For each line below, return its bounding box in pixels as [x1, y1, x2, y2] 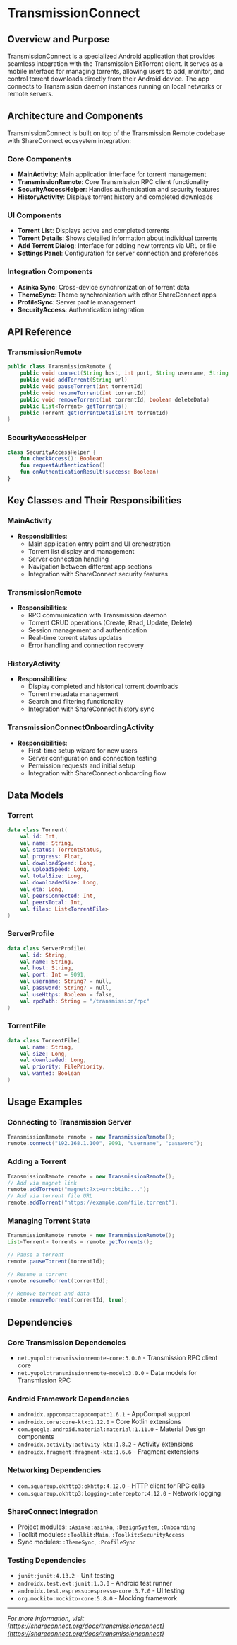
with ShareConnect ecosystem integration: [7, 136, 132, 144]
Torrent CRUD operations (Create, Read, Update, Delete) [28, 618, 193, 627]
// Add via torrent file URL [7, 1193, 93, 1200]
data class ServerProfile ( [7, 945, 87, 952]
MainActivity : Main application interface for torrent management [17, 170, 207, 178]
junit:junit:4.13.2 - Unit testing [17, 1571, 115, 1580]
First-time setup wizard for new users [28, 746, 138, 755]
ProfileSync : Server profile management [17, 297, 136, 306]
